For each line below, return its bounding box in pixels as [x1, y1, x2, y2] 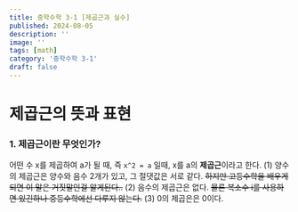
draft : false [9, 63, 58, 72]
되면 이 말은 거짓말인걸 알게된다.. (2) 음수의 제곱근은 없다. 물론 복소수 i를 [9, 182, 261, 192]
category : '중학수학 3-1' [9, 54, 98, 63]
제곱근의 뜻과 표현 [9, 104, 132, 125]
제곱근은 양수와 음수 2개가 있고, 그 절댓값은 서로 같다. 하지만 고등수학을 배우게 [18, 171, 289, 182]
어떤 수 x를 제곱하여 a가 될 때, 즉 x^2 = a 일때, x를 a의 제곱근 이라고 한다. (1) [9, 159, 273, 170]
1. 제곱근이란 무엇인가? [9, 137, 101, 150]
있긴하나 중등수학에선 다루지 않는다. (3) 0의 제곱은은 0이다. [18, 193, 224, 204]
